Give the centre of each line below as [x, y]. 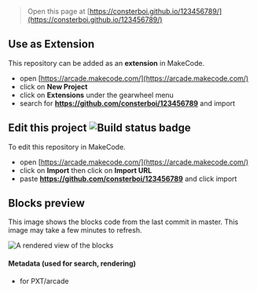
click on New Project [53, 86]
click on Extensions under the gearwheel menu [97, 95]
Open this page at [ [59, 11]
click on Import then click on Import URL [86, 170]
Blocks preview [46, 203]
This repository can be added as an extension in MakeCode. [106, 63]
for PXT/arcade [44, 280]
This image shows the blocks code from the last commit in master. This [123, 222]
